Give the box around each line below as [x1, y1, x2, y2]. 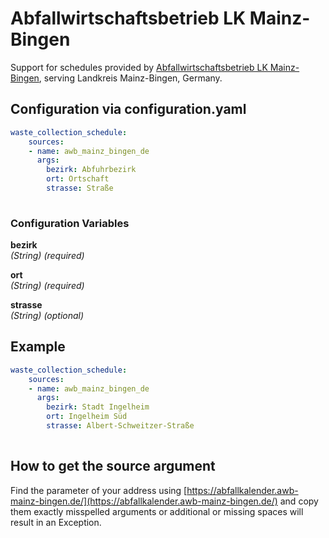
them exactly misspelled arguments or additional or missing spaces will [10, 505, 304, 517]
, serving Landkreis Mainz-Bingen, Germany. [38, 72, 223, 84]
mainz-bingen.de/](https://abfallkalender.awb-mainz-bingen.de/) [10, 495, 278, 507]
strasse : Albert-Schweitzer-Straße [46, 421, 195, 431]
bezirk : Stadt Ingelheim [46, 402, 150, 412]
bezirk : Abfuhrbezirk [46, 165, 137, 175]
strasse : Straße [46, 183, 114, 193]
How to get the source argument [10, 458, 216, 475]
